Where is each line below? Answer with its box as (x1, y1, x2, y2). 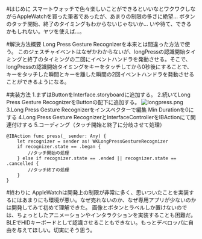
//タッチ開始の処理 (28, 150, 69, 156)
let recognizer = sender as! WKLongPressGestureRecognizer (17, 138, 169, 144)
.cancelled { (6, 161, 39, 167)
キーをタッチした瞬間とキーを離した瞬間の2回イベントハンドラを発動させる (6, 71, 195, 78)
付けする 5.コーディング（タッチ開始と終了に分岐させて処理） (11, 121, 165, 128)
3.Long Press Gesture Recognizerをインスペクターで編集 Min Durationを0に (6, 106, 194, 113)
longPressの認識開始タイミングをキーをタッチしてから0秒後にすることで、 (6, 63, 193, 70)
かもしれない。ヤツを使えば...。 (6, 28, 86, 35)
